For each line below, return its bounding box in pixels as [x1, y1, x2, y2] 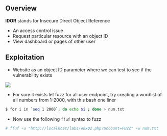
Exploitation [5, 53, 44, 62]
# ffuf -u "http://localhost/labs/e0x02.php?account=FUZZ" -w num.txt [5, 126, 159, 131]
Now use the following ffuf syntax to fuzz [12, 116, 102, 122]
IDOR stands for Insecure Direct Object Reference [5, 17, 110, 23]
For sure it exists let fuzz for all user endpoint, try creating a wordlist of [12, 91, 162, 97]
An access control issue [12, 28, 64, 34]
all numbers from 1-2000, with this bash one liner [12, 97, 116, 103]
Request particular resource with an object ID [12, 33, 108, 39]
